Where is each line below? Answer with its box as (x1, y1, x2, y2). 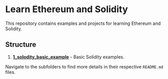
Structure (5, 41, 37, 49)
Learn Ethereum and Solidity (5, 4, 128, 15)
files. (5, 69, 16, 75)
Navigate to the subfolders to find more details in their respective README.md (5, 63, 164, 69)
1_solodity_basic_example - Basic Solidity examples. (12, 54, 125, 60)
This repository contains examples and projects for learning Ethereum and (5, 20, 161, 26)
